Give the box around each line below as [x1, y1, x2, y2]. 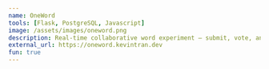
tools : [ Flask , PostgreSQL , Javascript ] [8, 19, 146, 27]
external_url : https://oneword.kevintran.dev [8, 41, 163, 49]
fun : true [8, 48, 42, 56]
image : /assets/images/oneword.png [8, 26, 127, 34]
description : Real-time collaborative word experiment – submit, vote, [8, 33, 252, 42]
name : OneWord [8, 11, 56, 20]
